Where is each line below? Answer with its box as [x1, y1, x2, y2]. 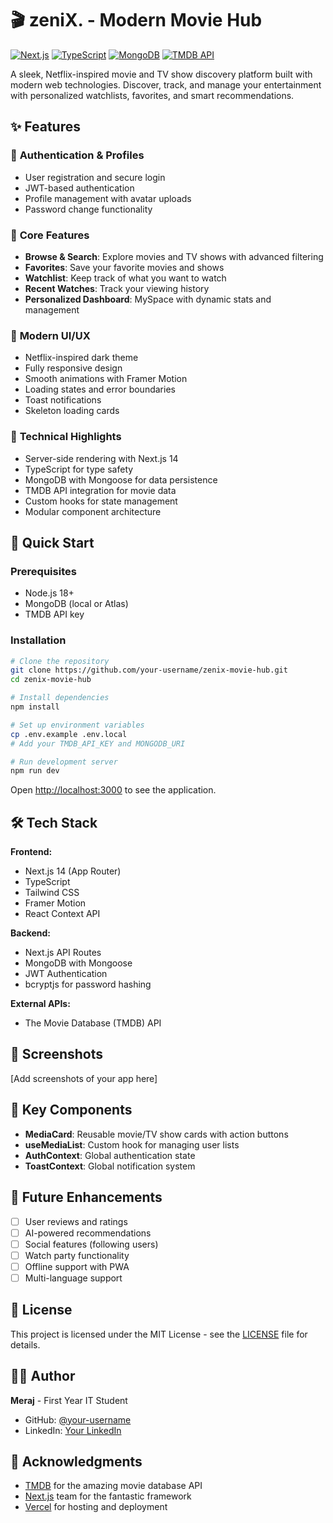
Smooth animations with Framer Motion [24, 373, 188, 385]
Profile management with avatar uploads [24, 192, 192, 204]
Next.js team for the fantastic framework [24, 1490, 192, 1502]
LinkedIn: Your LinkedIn [24, 1424, 122, 1436]
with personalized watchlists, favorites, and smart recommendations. [10, 89, 295, 101]
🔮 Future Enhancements [10, 1189, 163, 1206]
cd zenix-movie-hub [10, 675, 92, 685]
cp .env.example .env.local [10, 729, 128, 739]
